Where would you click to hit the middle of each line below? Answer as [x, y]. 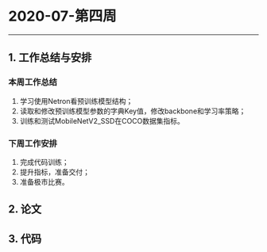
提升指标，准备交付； [54, 172]
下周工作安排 [33, 143]
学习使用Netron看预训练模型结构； [76, 101]
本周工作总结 [33, 82]
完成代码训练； [44, 162]
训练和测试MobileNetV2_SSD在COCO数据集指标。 [102, 120]
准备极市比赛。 [44, 181]
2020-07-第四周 [62, 16]
